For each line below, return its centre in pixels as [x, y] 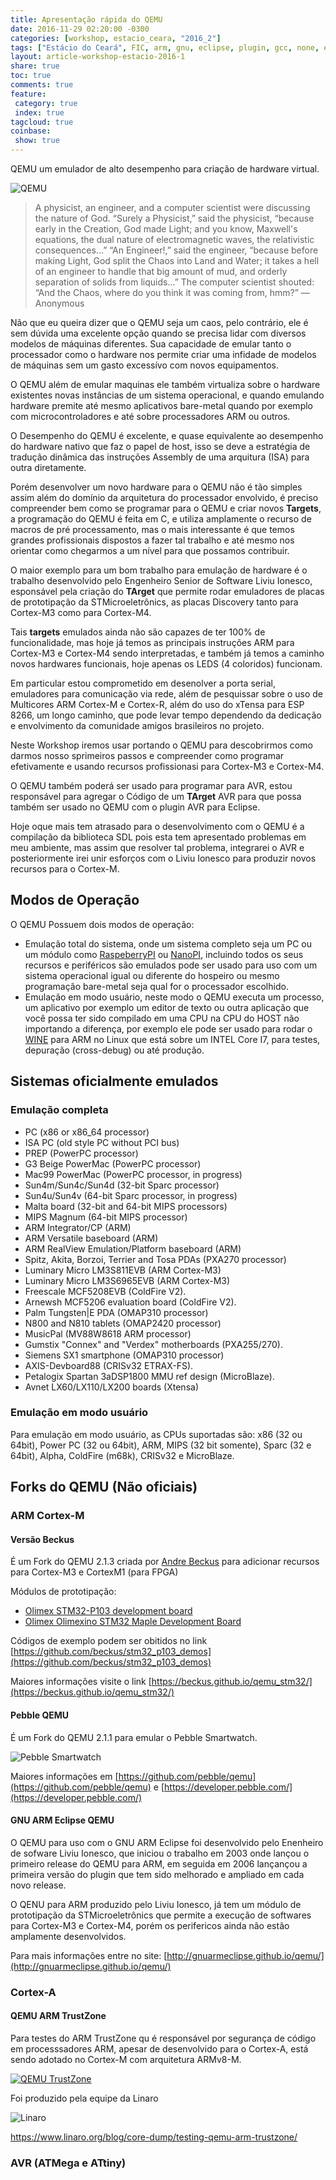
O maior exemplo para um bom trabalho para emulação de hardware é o [159, 570]
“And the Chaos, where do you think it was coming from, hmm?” [166, 292]
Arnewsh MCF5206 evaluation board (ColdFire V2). [130, 1302]
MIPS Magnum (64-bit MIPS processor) [106, 1217]
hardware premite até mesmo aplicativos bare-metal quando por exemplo [161, 405]
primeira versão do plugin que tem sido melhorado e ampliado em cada [157, 1874]
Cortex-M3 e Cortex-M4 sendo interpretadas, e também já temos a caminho [167, 653]
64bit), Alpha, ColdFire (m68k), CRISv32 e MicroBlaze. [122, 1455]
